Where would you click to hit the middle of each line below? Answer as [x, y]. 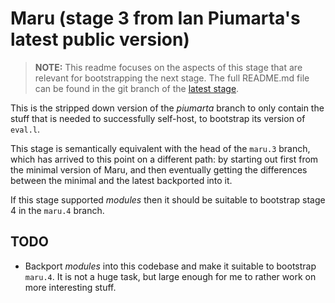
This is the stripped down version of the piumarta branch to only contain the [167, 108]
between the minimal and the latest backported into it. [121, 180]
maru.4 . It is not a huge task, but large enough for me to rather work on [170, 276]
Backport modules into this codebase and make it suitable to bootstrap [170, 266]
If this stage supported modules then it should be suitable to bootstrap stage [168, 199]
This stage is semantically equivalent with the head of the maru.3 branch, [160, 148]
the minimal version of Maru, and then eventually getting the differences [159, 169]
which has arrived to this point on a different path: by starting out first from [164, 159]
